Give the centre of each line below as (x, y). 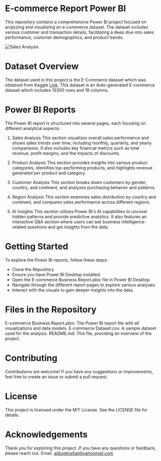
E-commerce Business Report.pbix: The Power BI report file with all (72, 323)
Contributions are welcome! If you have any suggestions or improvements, (79, 371)
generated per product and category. (49, 173)
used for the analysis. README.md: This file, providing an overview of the (78, 333)
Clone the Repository (33, 269)
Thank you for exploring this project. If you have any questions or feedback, (80, 448)
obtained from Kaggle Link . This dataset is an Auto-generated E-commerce (80, 85)
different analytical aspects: (33, 128)
